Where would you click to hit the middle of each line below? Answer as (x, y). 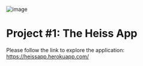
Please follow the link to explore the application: (65, 50)
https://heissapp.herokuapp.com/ (47, 56)
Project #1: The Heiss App (72, 34)
